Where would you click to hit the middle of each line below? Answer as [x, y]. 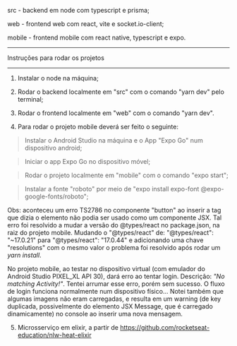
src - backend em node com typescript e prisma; [78, 10]
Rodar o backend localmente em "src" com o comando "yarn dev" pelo [121, 92]
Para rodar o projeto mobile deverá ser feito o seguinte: [98, 127]
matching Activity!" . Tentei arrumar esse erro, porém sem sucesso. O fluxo [116, 284]
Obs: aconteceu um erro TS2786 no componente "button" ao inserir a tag [114, 210]
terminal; [30, 99]
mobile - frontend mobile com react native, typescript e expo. [97, 37]
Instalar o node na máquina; [58, 78]
